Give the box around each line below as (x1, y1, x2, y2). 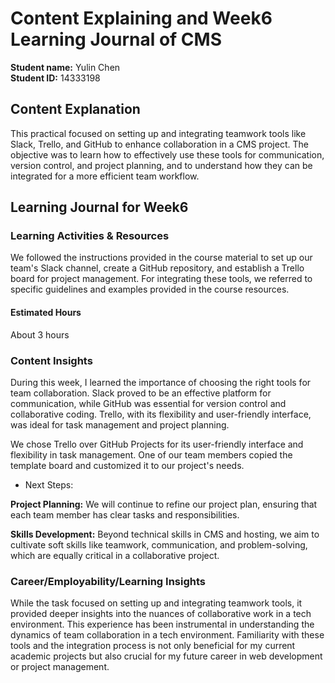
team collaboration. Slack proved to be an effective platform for (10, 387, 272, 399)
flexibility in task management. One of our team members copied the (10, 448, 293, 461)
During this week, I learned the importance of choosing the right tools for (10, 376, 312, 388)
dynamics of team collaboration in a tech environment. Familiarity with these (10, 629, 325, 641)
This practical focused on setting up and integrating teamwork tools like (10, 127, 307, 139)
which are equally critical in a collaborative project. (10, 549, 220, 561)
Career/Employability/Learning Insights (10, 574, 207, 588)
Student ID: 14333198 (10, 72, 101, 84)
